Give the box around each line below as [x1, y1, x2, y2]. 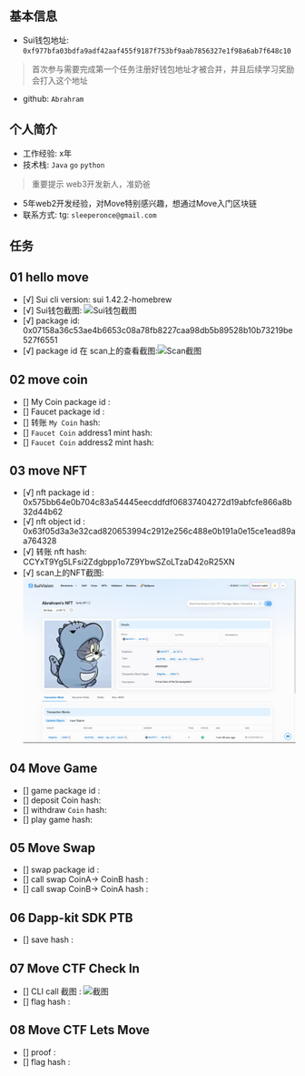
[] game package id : [22, 785, 101, 796]
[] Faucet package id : [22, 406, 105, 417]
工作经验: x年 [22, 147, 73, 158]
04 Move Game [9, 761, 98, 777]
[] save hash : [22, 934, 74, 945]
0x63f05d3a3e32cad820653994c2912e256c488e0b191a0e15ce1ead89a [22, 526, 297, 537]
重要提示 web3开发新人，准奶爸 [31, 178, 152, 189]
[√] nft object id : [22, 516, 86, 527]
